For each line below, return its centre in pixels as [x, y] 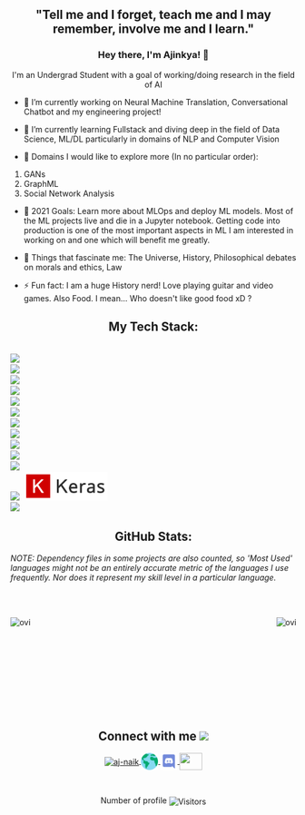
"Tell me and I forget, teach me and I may [153, 15]
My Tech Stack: [153, 327]
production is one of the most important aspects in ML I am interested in [158, 230]
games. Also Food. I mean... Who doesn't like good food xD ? [138, 298]
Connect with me [148, 736]
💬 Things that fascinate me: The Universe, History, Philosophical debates [160, 257]
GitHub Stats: [153, 536]
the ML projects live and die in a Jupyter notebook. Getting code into [152, 221]
